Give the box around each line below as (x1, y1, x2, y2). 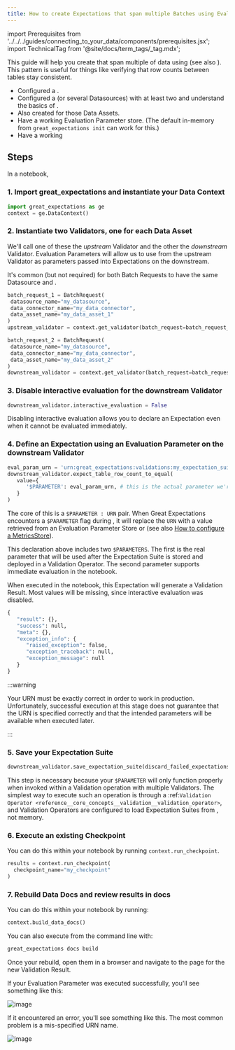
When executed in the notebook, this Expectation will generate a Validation (7, 581, 223, 589)
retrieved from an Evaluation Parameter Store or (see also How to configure (7, 524, 225, 532)
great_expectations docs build (7, 946, 99, 953)
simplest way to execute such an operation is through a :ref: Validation (7, 790, 211, 799)
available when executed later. (7, 716, 95, 724)
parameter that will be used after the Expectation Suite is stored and (7, 552, 204, 561)
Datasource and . (7, 278, 57, 286)
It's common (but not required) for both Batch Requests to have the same (7, 270, 218, 279)
